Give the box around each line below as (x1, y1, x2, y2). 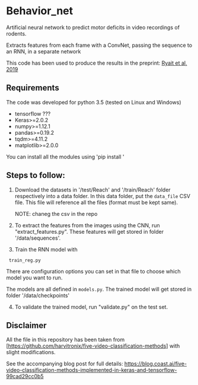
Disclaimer (6, 320, 47, 330)
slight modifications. (6, 349, 56, 356)
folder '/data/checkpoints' (6, 292, 70, 299)
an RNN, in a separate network (6, 47, 81, 55)
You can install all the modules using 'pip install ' (6, 153, 124, 160)
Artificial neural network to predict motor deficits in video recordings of (6, 24, 180, 31)
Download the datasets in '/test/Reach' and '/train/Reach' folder (14, 186, 171, 193)
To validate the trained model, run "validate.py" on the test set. (14, 303, 168, 310)
